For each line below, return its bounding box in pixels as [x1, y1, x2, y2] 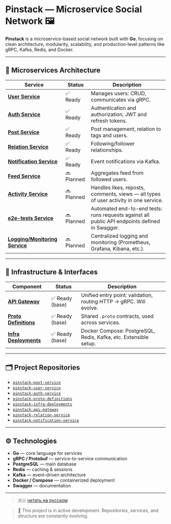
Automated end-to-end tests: [91, 205, 163, 212]
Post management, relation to [91, 125, 161, 132]
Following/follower [91, 140, 135, 147]
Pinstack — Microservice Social [5, 4, 142, 15]
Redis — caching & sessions [12, 466, 73, 473]
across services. [80, 319, 121, 326]
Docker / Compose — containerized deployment [12, 477, 115, 483]
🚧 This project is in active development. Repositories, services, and [17, 508, 159, 514]
